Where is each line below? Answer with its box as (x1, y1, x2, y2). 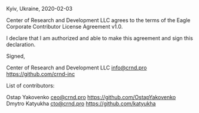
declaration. (6, 41, 36, 48)
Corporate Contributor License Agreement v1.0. (6, 23, 123, 30)
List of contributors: (6, 82, 55, 89)
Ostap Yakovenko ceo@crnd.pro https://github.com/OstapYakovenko (6, 94, 176, 100)
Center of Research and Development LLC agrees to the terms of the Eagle (6, 17, 191, 23)
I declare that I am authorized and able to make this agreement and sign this (6, 35, 193, 41)
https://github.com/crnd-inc (6, 71, 75, 77)
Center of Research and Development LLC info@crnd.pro (6, 64, 148, 71)
